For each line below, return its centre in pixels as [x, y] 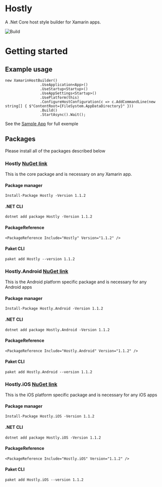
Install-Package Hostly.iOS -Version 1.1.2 [50, 416]
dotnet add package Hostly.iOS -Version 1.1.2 [53, 438]
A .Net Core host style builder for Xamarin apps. [53, 22]
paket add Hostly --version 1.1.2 [40, 259]
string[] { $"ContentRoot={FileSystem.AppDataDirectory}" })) [69, 106]
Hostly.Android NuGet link [37, 271]
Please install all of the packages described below [55, 151]
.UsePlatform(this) [59, 97]
